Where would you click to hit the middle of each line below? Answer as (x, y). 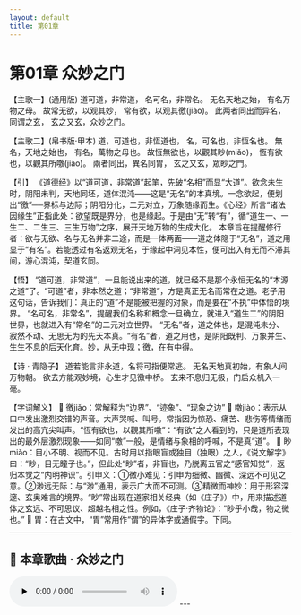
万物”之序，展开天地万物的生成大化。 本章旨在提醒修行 (181, 227)
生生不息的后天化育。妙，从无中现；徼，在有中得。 (103, 347)
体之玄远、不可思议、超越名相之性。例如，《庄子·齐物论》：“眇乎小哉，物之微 (150, 508)
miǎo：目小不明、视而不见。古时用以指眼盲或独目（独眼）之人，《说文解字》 (150, 453)
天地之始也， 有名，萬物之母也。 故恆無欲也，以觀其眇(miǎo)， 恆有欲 (154, 152)
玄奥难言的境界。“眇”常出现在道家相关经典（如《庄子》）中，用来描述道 (156, 498)
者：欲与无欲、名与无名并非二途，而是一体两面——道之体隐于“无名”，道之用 (150, 238)
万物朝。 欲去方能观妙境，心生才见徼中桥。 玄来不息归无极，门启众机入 (141, 377)
